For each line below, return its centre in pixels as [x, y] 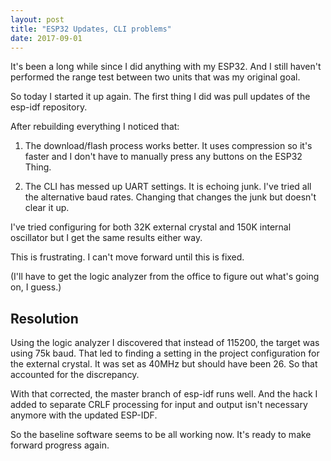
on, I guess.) [36, 287]
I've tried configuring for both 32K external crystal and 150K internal [151, 227]
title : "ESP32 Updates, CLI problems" [91, 29]
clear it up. [47, 208]
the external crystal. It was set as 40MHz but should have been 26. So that [164, 364]
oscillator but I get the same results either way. [106, 238]
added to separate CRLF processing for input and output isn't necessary [159, 405]
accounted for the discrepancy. [75, 375]
